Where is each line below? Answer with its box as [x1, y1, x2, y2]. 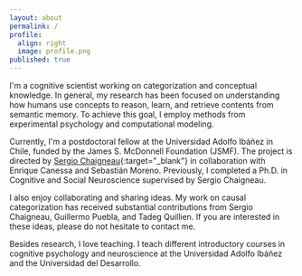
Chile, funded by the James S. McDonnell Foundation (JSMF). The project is [9, 146, 293, 157]
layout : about [9, 13, 63, 23]
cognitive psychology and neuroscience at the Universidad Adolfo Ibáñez [9, 248, 283, 259]
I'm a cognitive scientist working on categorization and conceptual [9, 81, 258, 90]
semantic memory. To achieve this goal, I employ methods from [9, 109, 246, 119]
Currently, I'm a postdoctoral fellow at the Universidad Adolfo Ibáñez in [9, 137, 274, 147]
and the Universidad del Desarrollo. [9, 258, 142, 268]
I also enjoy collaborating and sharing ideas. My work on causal [9, 192, 247, 203]
